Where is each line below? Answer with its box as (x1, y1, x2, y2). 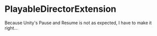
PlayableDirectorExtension (4, 3, 117, 15)
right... (4, 25, 18, 31)
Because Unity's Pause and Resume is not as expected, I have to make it (4, 20, 152, 26)
